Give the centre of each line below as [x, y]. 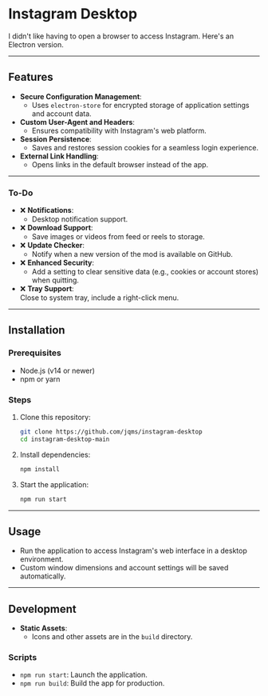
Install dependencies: [55, 454]
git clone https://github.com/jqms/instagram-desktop [111, 432]
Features [31, 77]
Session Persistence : [55, 139]
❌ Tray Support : [47, 289]
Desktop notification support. [80, 219]
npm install [39, 469]
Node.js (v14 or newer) [57, 370]
